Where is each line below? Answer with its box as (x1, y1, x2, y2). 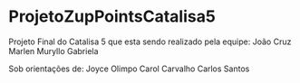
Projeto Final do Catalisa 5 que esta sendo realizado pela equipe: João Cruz (8, 36, 292, 47)
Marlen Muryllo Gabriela (8, 45, 99, 56)
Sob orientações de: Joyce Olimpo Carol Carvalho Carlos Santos (8, 63, 250, 74)
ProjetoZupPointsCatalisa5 (8, 6, 217, 27)
